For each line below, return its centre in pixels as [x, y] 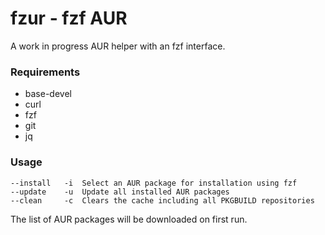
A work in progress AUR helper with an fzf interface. [118, 46]
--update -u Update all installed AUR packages [120, 192]
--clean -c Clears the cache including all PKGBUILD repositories [162, 200]
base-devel [48, 94]
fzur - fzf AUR [69, 18]
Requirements [45, 72]
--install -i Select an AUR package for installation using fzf [154, 183]
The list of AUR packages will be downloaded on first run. [129, 219]
